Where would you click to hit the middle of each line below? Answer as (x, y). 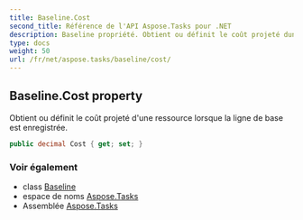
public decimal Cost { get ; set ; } (76, 144)
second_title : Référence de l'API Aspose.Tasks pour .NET (120, 26)
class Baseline (49, 187)
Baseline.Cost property (76, 96)
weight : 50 (30, 51)
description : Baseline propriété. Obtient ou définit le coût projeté (145, 34)
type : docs (30, 43)
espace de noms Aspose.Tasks (80, 196)
